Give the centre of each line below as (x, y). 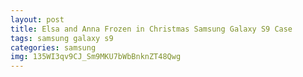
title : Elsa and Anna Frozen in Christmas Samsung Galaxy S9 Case (151, 29)
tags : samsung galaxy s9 (62, 38)
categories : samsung (53, 47)
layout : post (37, 19)
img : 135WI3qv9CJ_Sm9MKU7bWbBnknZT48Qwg (96, 57)
